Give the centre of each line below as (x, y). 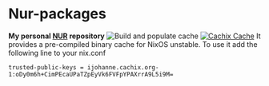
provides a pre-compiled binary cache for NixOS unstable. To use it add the (133, 44)
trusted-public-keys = (46, 67)
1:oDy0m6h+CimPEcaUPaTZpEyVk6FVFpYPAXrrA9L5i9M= (91, 74)
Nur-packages (57, 14)
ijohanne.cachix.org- (123, 67)
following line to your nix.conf (57, 53)
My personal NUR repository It (134, 36)
